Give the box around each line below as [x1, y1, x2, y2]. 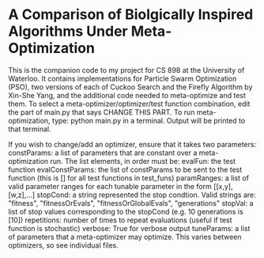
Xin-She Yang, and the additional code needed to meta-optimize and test [8, 90, 247, 100]
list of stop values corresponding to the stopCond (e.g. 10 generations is [8, 207, 243, 216]
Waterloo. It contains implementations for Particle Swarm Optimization [8, 74, 237, 83]
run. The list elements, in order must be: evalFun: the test [50, 156, 236, 165]
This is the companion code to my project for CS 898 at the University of [8, 65, 245, 74]
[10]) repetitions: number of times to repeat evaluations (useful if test [8, 215, 232, 225]
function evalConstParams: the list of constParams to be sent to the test [8, 165, 243, 174]
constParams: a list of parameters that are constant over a [8, 148, 198, 157]
